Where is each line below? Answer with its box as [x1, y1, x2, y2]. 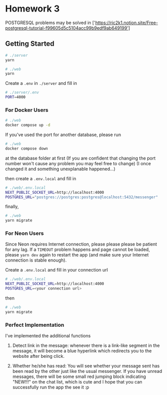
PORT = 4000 [5, 95, 26, 100]
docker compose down [5, 146, 49, 151]
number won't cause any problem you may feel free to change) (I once [5, 160, 151, 166]
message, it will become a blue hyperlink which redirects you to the [12, 348, 152, 354]
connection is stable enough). [5, 257, 67, 264]
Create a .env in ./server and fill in [5, 80, 77, 86]
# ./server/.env [5, 90, 39, 95]
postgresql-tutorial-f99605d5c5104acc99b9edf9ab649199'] [5, 25, 130, 31]
